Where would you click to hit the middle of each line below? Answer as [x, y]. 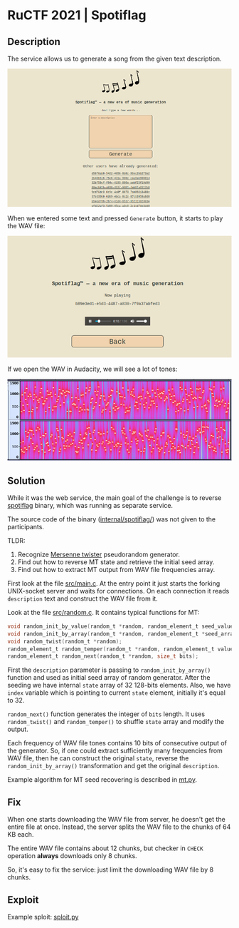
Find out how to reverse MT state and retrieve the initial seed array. [116, 562]
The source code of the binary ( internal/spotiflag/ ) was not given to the [111, 519]
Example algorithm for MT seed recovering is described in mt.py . [102, 780]
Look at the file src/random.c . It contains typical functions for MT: [103, 612]
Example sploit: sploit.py [43, 917]
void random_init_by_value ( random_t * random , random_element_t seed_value [121, 626]
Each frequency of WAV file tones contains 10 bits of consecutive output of [117, 743]
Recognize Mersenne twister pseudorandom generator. [99, 554]
